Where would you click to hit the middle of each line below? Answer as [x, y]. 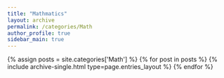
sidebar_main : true [36, 40]
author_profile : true [39, 33]
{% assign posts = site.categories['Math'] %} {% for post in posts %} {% [112, 59]
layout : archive [31, 20]
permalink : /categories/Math [50, 26]
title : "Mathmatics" [38, 14]
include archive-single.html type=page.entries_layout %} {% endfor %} [110, 67]
